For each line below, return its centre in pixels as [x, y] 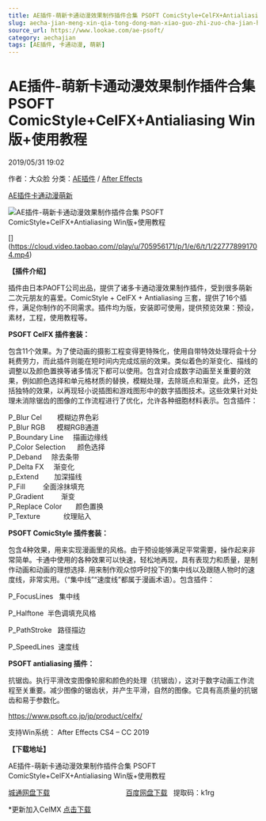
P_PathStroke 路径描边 [47, 630]
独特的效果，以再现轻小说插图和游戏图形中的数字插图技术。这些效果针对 [133, 391]
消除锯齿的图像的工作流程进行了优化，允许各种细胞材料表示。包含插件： [140, 401]
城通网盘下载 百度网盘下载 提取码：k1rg [112, 793]
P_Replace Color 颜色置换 [56, 506]
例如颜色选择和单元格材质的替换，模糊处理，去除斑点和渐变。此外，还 [136, 381]
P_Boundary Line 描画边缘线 [58, 437]
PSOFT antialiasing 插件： [51, 664]
